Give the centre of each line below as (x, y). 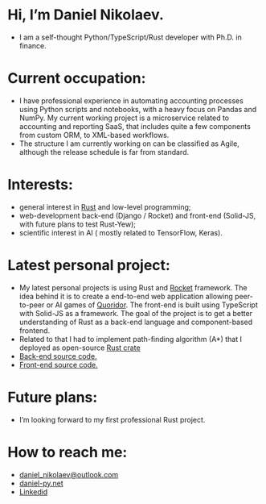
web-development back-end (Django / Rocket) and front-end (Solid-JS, (137, 215)
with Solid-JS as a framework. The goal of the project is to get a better (136, 313)
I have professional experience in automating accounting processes (131, 100)
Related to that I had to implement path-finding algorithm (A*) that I (131, 339)
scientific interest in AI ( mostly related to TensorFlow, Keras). (121, 232)
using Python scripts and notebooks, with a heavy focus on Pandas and (138, 109)
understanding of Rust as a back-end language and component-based (136, 322)
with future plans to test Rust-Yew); (78, 224)
